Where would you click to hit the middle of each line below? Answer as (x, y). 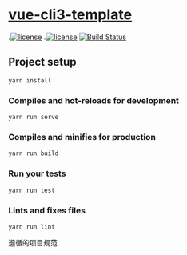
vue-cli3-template (70, 15)
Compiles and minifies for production (82, 137)
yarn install (30, 80)
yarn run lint (32, 227)
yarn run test (32, 190)
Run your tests (37, 173)
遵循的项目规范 (33, 242)
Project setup (43, 62)
